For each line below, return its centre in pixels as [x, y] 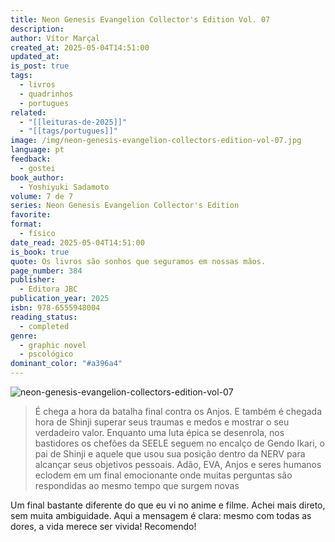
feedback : [31, 159]
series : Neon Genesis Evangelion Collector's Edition [125, 206]
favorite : [31, 215]
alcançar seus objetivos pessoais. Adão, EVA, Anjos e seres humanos [178, 464]
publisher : [33, 280]
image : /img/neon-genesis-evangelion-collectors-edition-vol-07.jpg [156, 141]
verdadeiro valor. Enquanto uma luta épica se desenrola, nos [159, 432]
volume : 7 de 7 [42, 196]
